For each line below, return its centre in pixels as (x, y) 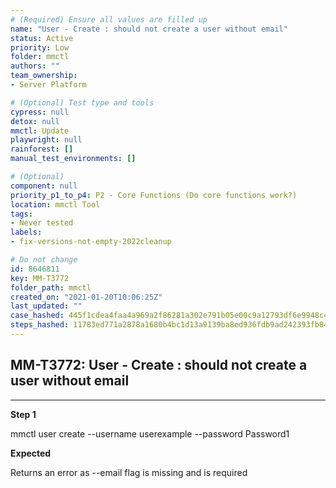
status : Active (42, 38)
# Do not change (44, 260)
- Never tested (42, 223)
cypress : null (40, 112)
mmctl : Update (40, 131)
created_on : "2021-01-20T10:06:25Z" (86, 297)
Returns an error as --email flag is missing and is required (129, 472)
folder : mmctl (40, 57)
